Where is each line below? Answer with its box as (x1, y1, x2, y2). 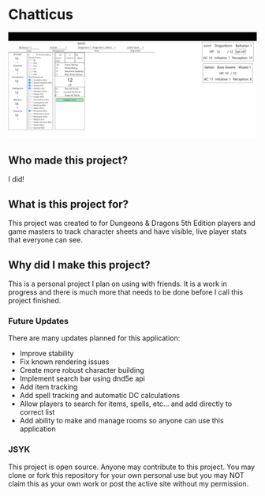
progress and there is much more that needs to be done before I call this (8, 287, 244, 297)
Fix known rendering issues (19, 357, 110, 366)
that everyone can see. (8, 235, 83, 245)
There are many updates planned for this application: (8, 333, 181, 343)
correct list (19, 408, 55, 417)
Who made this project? (8, 153, 129, 167)
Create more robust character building (19, 366, 144, 375)
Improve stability (19, 349, 74, 359)
